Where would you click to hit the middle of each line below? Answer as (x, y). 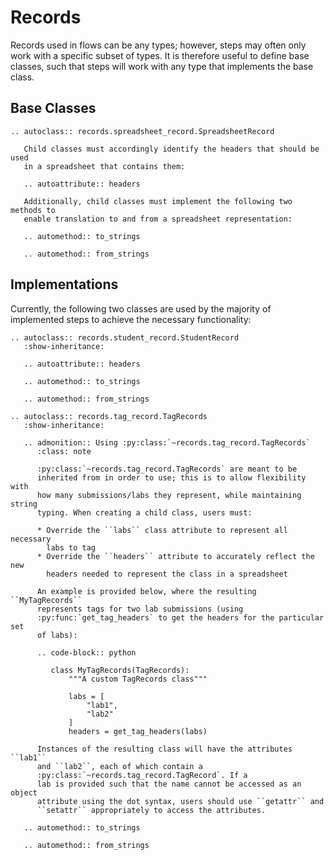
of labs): (57, 635)
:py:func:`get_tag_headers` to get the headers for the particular (180, 617)
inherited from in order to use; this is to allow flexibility (171, 477)
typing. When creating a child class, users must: (144, 512)
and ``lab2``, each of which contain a (119, 766)
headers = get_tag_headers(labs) (138, 731)
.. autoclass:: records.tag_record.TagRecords (109, 416)
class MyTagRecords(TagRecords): (120, 670)
